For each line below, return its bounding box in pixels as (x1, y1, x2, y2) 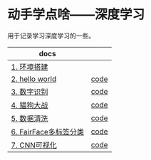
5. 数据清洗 (11, 113, 48, 123)
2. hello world (11, 74, 57, 84)
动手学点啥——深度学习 (7, 6, 145, 23)
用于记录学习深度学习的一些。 (7, 31, 95, 40)
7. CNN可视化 (11, 140, 57, 150)
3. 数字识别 (11, 87, 48, 97)
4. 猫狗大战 (11, 100, 48, 110)
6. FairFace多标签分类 (11, 127, 84, 137)
